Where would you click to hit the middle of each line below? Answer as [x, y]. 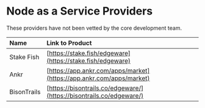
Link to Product [69, 42]
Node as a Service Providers [80, 11]
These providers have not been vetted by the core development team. [94, 28]
